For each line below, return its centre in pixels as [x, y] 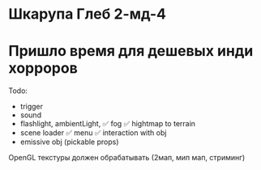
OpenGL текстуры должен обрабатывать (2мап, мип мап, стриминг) [127, 158]
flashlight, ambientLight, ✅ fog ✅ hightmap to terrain [108, 124]
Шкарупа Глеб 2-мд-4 [87, 14]
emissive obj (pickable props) [69, 142]
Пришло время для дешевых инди [131, 51]
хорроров [43, 68]
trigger [31, 107]
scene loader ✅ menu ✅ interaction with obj [93, 133]
